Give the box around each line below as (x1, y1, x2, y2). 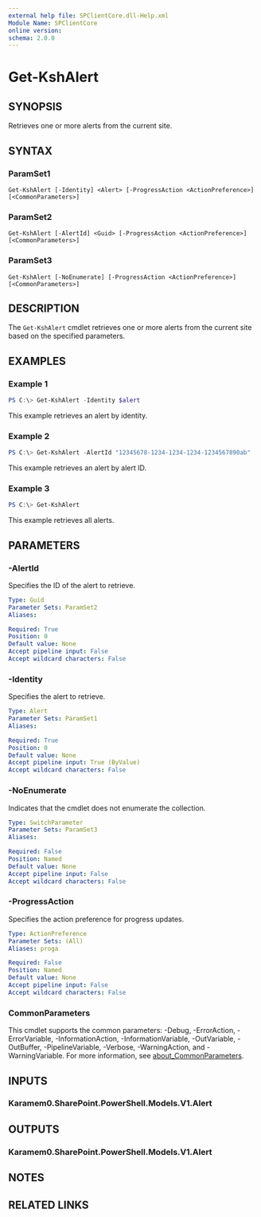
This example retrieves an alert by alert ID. (8, 463, 147, 473)
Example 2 (8, 430, 50, 442)
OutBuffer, (8, 1042, 42, 1052)
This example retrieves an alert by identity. (8, 410, 148, 420)
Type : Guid (8, 595, 45, 604)
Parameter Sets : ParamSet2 (8, 603, 98, 611)
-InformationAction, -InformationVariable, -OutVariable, (55, 1034, 236, 1044)
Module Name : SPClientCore (8, 19, 98, 27)
